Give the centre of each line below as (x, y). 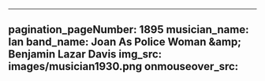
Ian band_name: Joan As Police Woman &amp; (125, 42)
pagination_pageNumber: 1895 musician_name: (129, 29)
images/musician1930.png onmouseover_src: (123, 66)
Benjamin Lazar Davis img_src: (85, 55)
